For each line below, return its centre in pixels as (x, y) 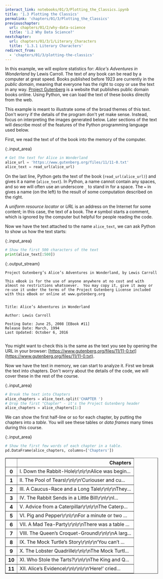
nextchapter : (18, 37)
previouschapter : (23, 23)
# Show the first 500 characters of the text (52, 250)
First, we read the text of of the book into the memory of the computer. (76, 140)
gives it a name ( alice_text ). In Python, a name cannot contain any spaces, (81, 181)
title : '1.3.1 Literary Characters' (46, 46)
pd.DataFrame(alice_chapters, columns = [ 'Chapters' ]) (59, 451)
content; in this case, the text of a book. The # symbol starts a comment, (77, 212)
